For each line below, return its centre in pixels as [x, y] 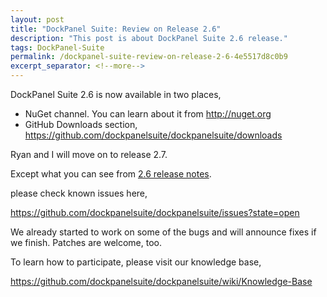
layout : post [37, 19]
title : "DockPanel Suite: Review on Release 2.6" [116, 29]
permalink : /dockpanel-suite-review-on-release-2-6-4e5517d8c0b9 [149, 57]
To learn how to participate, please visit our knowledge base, [136, 262]
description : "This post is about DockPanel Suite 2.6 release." [149, 38]
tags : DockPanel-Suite [57, 47]
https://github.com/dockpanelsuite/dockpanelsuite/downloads [153, 135]
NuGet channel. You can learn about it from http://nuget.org [148, 114]
